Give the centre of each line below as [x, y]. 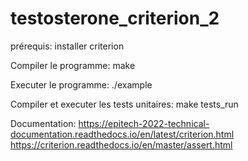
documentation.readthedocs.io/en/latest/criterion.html [122, 134]
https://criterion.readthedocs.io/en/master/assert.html [121, 144]
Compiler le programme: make [73, 65]
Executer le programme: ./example [81, 84]
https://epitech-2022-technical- [144, 123]
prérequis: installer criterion [67, 46]
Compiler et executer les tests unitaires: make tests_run [124, 104]
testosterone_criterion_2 [115, 18]
